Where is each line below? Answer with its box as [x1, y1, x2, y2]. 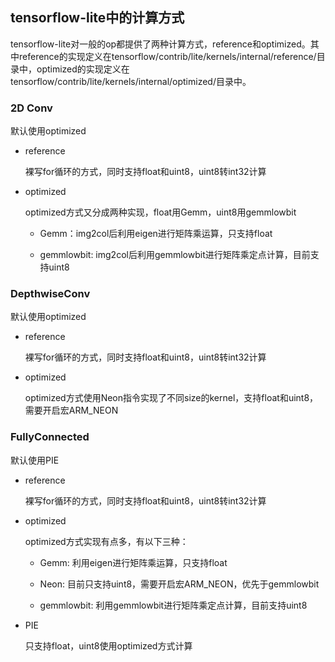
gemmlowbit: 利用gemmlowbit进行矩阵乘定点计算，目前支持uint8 [39, 599, 308, 611]
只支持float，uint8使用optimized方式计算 [24, 639, 193, 652]
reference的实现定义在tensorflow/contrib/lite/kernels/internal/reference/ [18, 50, 317, 62]
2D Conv [10, 101, 53, 115]
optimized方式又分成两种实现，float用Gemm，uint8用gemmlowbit [24, 206, 297, 218]
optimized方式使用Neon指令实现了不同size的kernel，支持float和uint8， [24, 392, 319, 404]
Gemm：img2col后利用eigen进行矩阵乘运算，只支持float [39, 228, 273, 240]
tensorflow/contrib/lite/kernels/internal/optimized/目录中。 [10, 75, 252, 87]
